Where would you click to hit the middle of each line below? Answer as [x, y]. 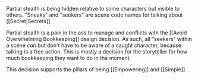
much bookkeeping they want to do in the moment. [69, 58]
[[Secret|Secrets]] [28, 21]
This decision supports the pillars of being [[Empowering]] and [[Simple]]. [97, 69]
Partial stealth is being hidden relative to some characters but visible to [93, 9]
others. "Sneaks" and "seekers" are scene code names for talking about [95, 15]
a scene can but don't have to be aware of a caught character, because [94, 45]
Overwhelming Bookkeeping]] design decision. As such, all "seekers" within [99, 39]
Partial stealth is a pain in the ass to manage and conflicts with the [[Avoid [97, 33]
